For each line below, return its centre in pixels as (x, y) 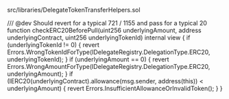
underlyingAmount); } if (40, 74)
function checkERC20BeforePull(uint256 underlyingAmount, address (104, 30)
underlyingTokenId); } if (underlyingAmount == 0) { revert (88, 59)
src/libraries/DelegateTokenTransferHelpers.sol (74, 10)
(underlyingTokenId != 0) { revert (53, 45)
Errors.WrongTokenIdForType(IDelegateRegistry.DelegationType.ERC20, (109, 52)
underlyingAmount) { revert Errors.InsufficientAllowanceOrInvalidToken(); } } (115, 88)
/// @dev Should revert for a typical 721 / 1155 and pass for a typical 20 (107, 23)
